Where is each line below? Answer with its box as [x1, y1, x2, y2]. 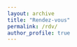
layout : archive [7, 10, 55, 17]
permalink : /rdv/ [7, 23, 58, 30]
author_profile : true [7, 29, 71, 37]
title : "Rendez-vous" [7, 17, 71, 23]
